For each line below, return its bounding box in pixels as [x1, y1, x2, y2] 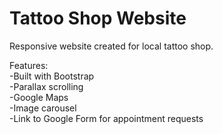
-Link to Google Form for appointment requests [9, 112, 204, 124]
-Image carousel [9, 102, 77, 114]
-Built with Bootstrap [9, 70, 95, 82]
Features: [9, 59, 49, 71]
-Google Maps [9, 91, 69, 103]
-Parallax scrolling [9, 80, 84, 92]
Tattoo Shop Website [9, 7, 187, 30]
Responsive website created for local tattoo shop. [9, 40, 214, 52]
